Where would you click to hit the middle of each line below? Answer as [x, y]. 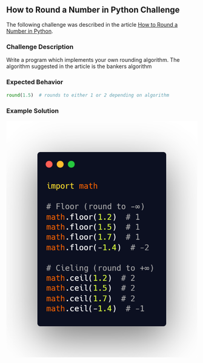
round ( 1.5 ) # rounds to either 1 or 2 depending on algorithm [88, 95]
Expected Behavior [35, 82]
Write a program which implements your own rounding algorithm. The [93, 60]
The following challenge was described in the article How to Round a [92, 24]
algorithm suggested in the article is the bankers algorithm [79, 67]
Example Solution [33, 111]
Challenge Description [40, 47]
